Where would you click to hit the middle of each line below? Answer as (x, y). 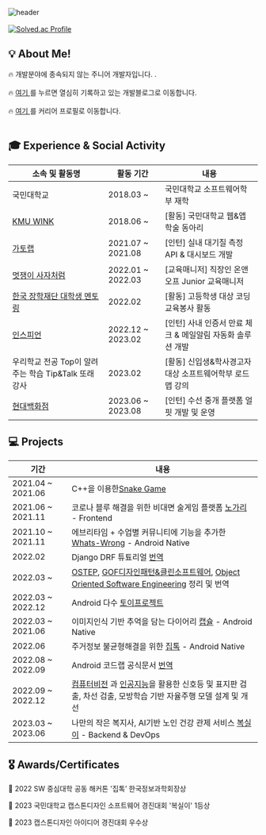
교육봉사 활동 (188, 308)
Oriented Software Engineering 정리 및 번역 (150, 584)
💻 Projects (36, 442)
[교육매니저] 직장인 (198, 269)
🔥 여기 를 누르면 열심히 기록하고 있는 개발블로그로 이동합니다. (103, 92)
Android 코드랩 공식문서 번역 (122, 665)
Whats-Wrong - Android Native (130, 543)
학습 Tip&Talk (53, 373)
